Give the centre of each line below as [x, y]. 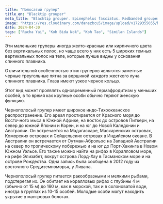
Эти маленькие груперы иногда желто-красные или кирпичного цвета [78, 46]
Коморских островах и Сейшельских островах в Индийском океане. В [79, 136]
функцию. [15, 101]
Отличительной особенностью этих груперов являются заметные [74, 71]
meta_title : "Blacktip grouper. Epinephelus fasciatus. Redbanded [73, 18]
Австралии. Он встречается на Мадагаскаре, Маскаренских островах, [79, 131]
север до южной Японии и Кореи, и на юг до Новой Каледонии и [72, 126]
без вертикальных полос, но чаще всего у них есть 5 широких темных [78, 51]
